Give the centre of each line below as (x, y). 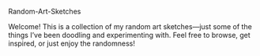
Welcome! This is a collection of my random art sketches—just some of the (130, 26)
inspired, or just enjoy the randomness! (72, 43)
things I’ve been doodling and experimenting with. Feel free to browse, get (129, 35)
